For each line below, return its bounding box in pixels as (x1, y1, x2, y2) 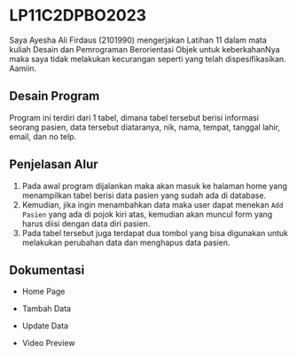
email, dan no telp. (9, 130, 77, 142)
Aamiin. (9, 63, 37, 74)
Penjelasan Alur (9, 157, 99, 172)
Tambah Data (21, 304, 72, 314)
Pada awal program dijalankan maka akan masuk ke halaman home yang (21, 180, 288, 191)
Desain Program (9, 89, 100, 104)
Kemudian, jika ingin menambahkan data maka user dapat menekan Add (21, 199, 284, 209)
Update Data (21, 320, 69, 331)
